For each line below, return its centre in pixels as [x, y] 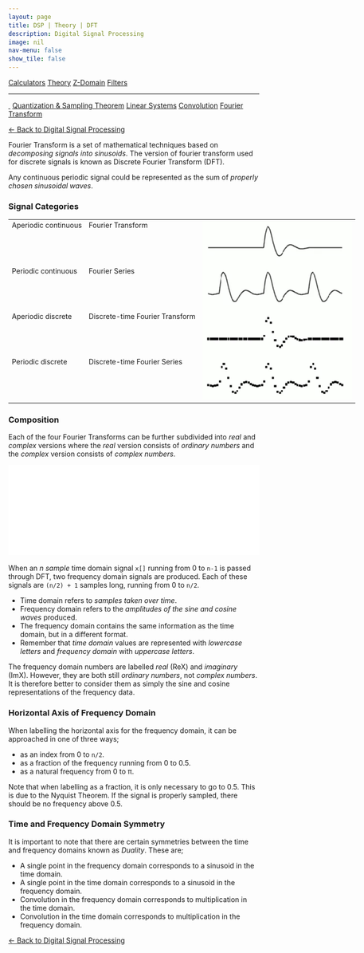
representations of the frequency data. [72, 692]
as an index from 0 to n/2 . [62, 754]
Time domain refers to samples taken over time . [98, 601]
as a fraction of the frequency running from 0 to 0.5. [105, 762]
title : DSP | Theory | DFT [53, 25]
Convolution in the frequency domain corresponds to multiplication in [133, 899]
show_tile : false [37, 59]
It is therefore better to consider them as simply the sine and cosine [119, 684]
